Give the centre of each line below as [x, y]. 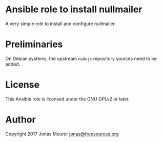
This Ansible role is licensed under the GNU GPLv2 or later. [67, 99]
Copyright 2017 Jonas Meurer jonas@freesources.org [62, 134]
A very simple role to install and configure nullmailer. [61, 24]
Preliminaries [34, 44]
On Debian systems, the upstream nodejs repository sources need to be [81, 58]
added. [13, 64]
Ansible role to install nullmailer [74, 9]
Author [21, 119]
